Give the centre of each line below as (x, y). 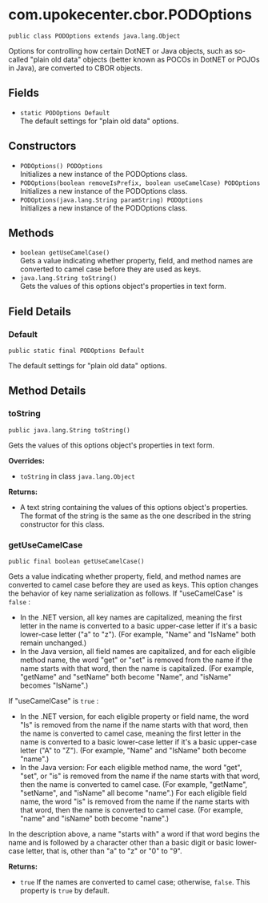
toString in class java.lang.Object (78, 476)
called (18, 59)
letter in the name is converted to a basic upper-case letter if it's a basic (138, 626)
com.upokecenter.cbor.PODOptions (130, 15)
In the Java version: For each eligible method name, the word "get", (131, 768)
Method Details (47, 391)
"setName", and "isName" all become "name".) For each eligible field (133, 793)
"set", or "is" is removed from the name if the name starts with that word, (140, 776)
